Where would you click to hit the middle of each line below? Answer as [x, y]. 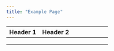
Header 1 [23, 32]
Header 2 [55, 32]
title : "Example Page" [34, 12]
